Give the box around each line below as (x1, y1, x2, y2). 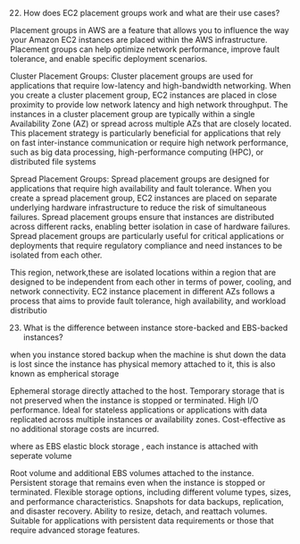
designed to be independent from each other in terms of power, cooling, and (10, 276, 292, 287)
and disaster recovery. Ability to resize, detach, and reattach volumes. (10, 506, 268, 516)
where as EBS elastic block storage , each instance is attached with (10, 441, 259, 451)
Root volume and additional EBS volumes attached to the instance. (10, 468, 254, 478)
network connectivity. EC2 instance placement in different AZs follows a (10, 286, 276, 296)
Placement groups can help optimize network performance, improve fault (10, 44, 280, 55)
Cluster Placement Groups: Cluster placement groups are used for (10, 71, 254, 81)
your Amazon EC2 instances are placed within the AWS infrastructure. (10, 35, 268, 45)
